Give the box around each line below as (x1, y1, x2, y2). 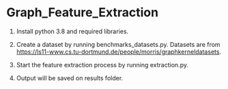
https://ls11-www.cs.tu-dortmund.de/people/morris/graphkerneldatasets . (16, 48, 222, 56)
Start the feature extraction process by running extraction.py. (16, 60, 189, 69)
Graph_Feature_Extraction (6, 5, 158, 20)
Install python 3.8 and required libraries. (16, 27, 129, 35)
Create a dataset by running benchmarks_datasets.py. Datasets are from (16, 40, 220, 48)
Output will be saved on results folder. (16, 73, 124, 82)
